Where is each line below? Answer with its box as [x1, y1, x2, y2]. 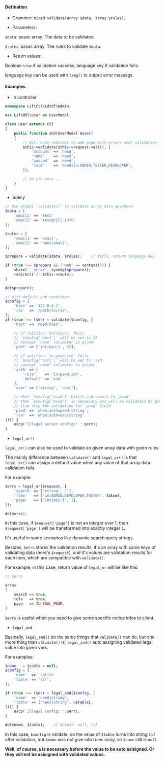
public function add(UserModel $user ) [14, 131, 93, 136]
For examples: [5, 654, 34, 660]
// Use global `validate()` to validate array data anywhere [5, 204, 133, 209]
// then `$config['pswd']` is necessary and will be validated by [14, 399, 153, 404]
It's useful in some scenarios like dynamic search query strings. [5, 535, 134, 541]
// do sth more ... [23, 176, 63, 181]
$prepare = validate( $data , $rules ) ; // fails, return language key [5, 254, 155, 259]
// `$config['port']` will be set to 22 [14, 335, 98, 340]
